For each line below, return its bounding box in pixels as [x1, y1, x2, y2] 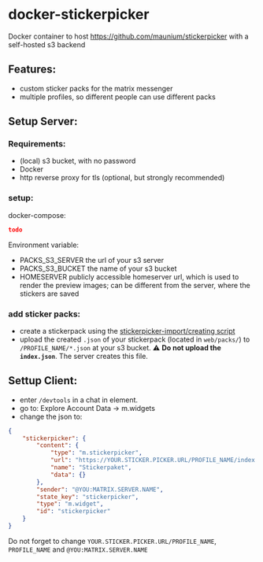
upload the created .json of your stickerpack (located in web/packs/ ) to [19, 335, 250, 344]
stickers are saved [19, 289, 80, 298]
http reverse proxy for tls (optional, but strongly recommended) [19, 173, 225, 183]
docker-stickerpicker [8, 6, 150, 24]
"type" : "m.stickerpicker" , [50, 449, 143, 457]
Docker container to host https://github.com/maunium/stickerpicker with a [8, 31, 249, 41]
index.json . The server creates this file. [19, 351, 148, 360]
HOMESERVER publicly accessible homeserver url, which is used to [19, 272, 239, 281]
